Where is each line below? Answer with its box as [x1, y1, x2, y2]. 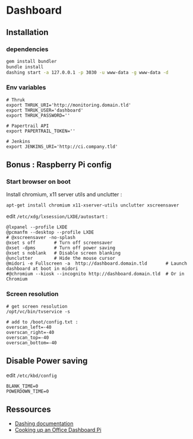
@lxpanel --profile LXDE [6, 224, 68, 230]
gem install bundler [6, 58, 58, 64]
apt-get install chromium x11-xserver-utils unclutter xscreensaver [6, 202, 179, 208]
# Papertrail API [6, 123, 49, 129]
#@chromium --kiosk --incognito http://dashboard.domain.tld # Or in [6, 271, 185, 277]
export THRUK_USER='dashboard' [6, 107, 84, 113]
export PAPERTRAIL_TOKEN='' [6, 128, 76, 134]
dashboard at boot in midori [6, 266, 78, 272]
